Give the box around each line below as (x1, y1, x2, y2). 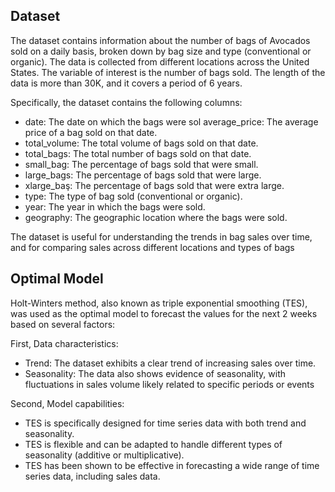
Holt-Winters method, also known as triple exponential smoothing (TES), (10, 297, 308, 309)
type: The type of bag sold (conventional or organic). (24, 190, 243, 202)
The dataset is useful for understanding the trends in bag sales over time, (10, 230, 313, 243)
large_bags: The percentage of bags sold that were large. (24, 169, 262, 181)
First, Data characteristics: (10, 337, 119, 349)
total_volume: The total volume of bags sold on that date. (24, 137, 259, 149)
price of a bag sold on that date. (24, 126, 158, 138)
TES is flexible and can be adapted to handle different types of (24, 438, 283, 450)
